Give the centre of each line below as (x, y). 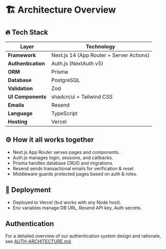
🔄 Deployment (28, 190)
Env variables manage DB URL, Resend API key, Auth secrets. (77, 208)
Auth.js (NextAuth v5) (77, 63)
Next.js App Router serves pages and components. (66, 152)
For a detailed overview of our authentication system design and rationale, (83, 236)
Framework (22, 55)
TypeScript (64, 113)
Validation (20, 88)
